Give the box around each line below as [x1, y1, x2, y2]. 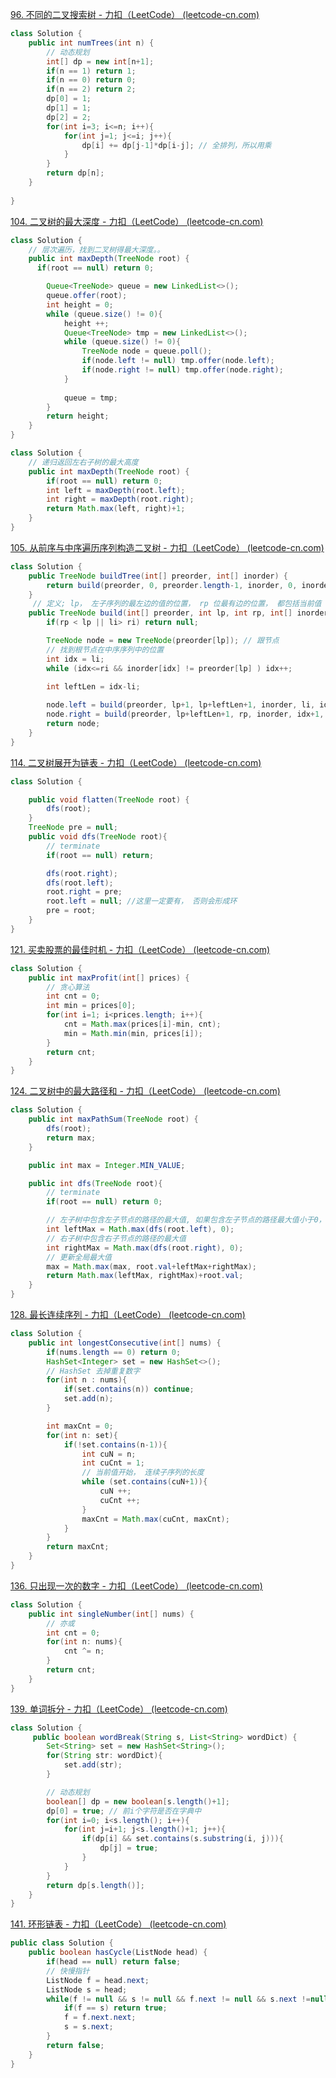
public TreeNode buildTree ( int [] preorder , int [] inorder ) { [28, 571, 289, 581]
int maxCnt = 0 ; [46, 1421, 114, 1431]
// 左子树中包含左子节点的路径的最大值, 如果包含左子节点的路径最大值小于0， [46, 1215, 327, 1225]
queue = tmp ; [63, 393, 118, 403]
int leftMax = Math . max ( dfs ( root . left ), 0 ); [46, 1224, 235, 1234]
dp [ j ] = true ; [99, 1843, 159, 1853]
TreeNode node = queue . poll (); [81, 346, 213, 357]
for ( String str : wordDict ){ [46, 1751, 163, 1761]
